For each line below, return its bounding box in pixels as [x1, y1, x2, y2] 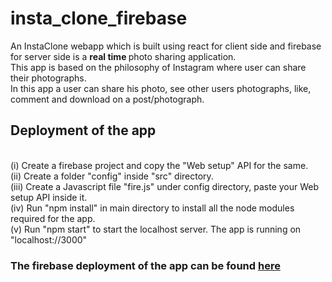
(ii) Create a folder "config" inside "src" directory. [10, 170, 214, 182]
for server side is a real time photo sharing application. [10, 50, 237, 62]
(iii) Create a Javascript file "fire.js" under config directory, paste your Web [10, 180, 320, 192]
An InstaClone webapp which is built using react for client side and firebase [10, 40, 322, 52]
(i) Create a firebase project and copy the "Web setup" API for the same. [10, 159, 309, 171]
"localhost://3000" [10, 233, 88, 246]
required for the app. [10, 212, 96, 224]
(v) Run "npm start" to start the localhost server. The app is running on [10, 223, 302, 235]
